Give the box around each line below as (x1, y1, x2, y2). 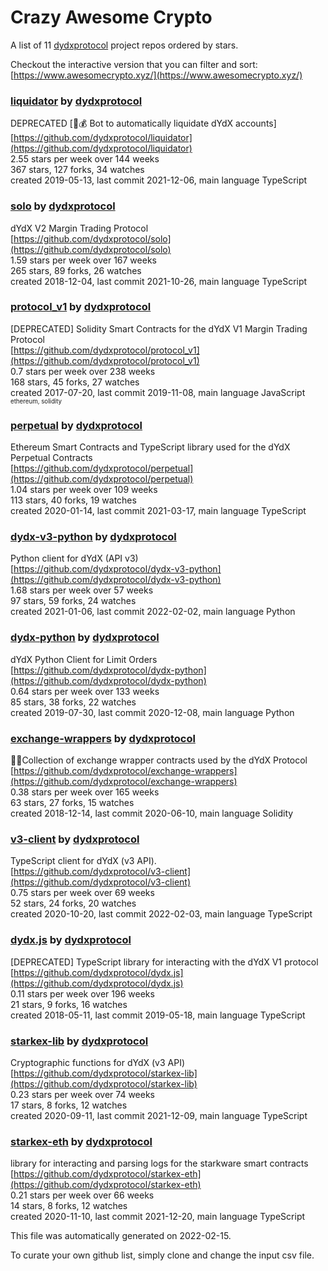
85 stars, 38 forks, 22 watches (10, 696, 137, 708)
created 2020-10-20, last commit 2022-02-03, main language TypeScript (10, 908, 313, 920)
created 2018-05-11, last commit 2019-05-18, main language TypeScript (10, 1009, 306, 1021)
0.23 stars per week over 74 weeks (10, 1088, 155, 1100)
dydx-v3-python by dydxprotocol (10, 530, 177, 544)
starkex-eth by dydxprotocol (10, 1134, 153, 1148)
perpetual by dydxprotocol (10, 418, 143, 432)
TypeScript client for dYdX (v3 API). (10, 855, 157, 867)
